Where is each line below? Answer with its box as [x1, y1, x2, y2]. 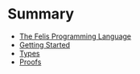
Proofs [19, 57, 42, 67]
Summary [7, 5, 74, 23]
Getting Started [19, 39, 70, 49]
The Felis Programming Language [19, 31, 132, 41]
